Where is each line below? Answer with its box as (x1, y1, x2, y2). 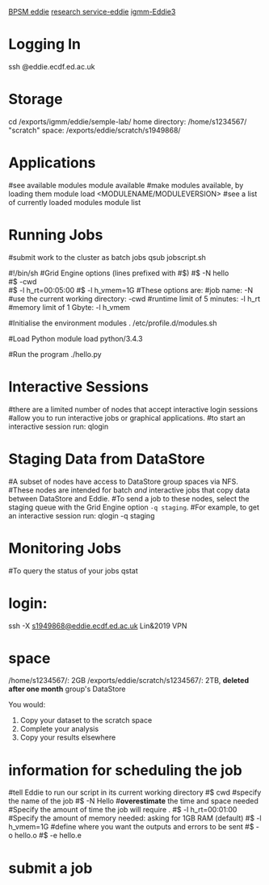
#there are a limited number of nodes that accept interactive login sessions (8, 404, 258, 414)
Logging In (8, 36, 82, 53)
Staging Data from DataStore (8, 450, 205, 468)
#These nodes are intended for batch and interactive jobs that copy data (8, 484, 250, 495)
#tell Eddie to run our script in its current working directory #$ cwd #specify (8, 787, 262, 798)
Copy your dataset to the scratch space (19, 715, 153, 725)
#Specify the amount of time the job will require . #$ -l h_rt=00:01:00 (8, 805, 237, 815)
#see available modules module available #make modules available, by (8, 180, 244, 190)
